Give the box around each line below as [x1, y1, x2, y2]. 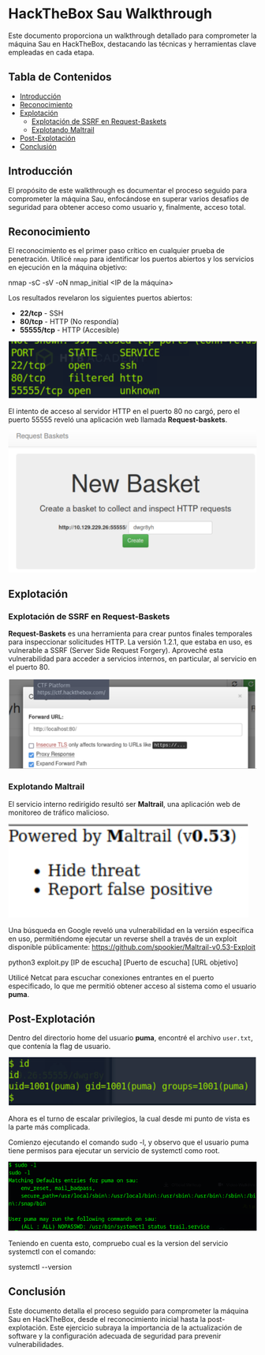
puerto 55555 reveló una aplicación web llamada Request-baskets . [8, 415, 228, 424]
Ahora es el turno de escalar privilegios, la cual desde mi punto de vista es [8, 1114, 251, 1123]
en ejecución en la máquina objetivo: [8, 263, 128, 272]
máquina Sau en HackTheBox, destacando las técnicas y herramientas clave [8, 39, 256, 48]
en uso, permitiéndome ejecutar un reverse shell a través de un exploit [8, 934, 237, 943]
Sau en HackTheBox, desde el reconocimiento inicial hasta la [8, 1314, 207, 1323]
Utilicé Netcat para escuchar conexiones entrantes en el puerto [8, 972, 215, 982]
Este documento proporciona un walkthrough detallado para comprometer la [8, 31, 257, 40]
